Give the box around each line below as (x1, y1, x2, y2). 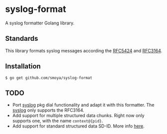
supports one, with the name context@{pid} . (12, 118, 103, 124)
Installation (5, 62, 41, 71)
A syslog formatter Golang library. (5, 20, 75, 26)
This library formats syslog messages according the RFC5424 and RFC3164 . (5, 47, 163, 53)
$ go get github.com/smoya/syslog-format (5, 75, 93, 80)
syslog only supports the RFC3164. (12, 107, 85, 113)
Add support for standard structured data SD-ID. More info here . (12, 123, 145, 129)
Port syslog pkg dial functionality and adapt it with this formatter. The (12, 102, 155, 108)
